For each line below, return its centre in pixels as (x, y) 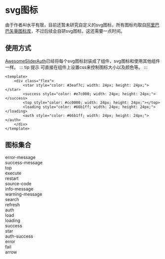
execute (13, 173)
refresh (13, 205)
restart (12, 178)
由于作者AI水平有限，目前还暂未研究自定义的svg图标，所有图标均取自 (76, 25)
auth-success (19, 236)
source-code (18, 183)
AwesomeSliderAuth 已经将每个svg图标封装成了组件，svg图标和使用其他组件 (83, 61)
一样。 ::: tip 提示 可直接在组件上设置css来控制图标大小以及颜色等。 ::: (77, 67)
